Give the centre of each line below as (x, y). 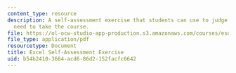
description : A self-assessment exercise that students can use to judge (118, 20)
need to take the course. (52, 26)
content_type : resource (42, 14)
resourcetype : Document (42, 46)
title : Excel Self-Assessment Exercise (66, 53)
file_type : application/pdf (48, 40)
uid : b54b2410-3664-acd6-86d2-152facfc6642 (72, 59)
